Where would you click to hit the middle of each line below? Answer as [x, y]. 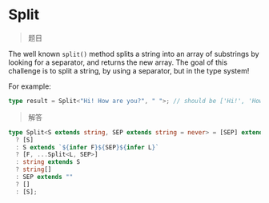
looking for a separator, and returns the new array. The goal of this [118, 62]
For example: [30, 86]
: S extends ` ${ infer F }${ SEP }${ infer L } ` [87, 147]
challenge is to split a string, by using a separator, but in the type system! [129, 70]
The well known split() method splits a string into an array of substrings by [134, 54]
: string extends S [48, 162]
